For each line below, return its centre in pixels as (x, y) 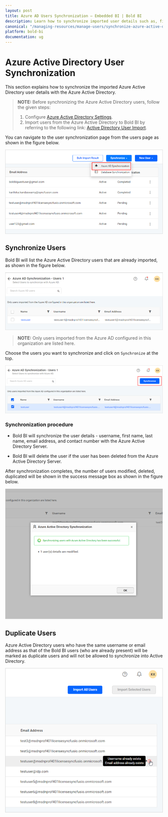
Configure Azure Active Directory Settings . (69, 117)
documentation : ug (24, 37)
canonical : (16, 27)
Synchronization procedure (39, 425)
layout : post (19, 11)
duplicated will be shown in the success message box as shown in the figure (84, 476)
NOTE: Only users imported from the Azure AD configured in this (84, 338)
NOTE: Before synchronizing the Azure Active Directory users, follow (88, 102)
